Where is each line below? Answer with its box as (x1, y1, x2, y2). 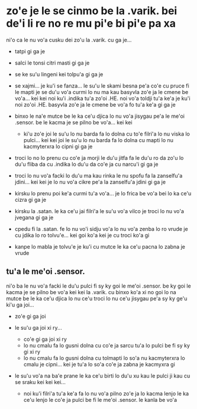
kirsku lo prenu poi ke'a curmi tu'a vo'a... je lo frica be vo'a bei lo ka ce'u (14, 189, 192, 197)
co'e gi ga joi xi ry (23, 336, 67, 343)
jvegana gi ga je (14, 214, 54, 221)
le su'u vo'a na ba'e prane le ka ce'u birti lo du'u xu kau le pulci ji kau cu (14, 372, 190, 379)
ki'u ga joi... (6, 301, 34, 308)
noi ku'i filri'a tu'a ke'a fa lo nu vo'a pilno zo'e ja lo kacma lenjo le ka (23, 389, 189, 397)
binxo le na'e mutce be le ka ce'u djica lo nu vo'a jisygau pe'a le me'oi (14, 112, 185, 120)
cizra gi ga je (14, 196, 46, 203)
